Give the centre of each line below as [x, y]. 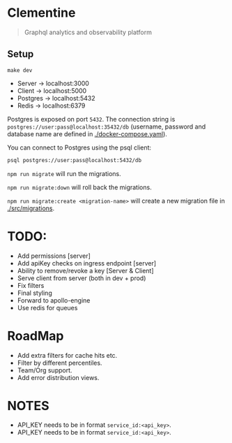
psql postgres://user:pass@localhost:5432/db [74, 160]
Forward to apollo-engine [54, 300]
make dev [20, 70]
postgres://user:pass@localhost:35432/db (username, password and [107, 126]
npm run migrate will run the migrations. [64, 173]
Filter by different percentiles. [60, 363]
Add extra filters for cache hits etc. [67, 355]
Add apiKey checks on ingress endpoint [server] [87, 263]
